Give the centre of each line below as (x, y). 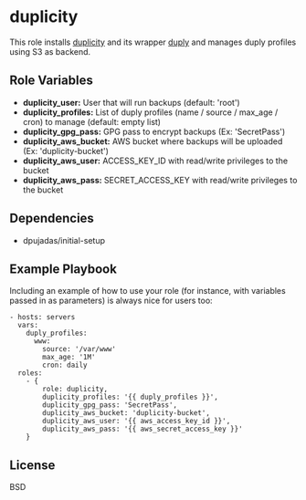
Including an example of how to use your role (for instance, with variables (148, 291)
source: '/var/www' (79, 349)
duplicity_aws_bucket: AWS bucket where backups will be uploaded (153, 141)
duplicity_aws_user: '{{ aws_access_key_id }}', (137, 422)
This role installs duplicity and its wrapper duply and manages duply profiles (153, 42)
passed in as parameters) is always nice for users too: (111, 301)
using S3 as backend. (50, 51)
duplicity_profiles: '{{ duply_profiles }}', (131, 397)
